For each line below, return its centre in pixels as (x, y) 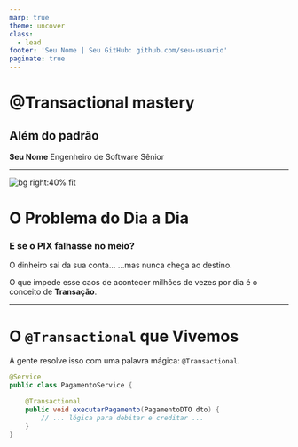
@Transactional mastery (102, 103)
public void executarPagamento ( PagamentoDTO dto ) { (122, 410)
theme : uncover (37, 26)
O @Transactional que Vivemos (124, 336)
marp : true (29, 17)
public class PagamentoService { (71, 386)
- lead (29, 42)
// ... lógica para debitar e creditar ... (122, 418)
